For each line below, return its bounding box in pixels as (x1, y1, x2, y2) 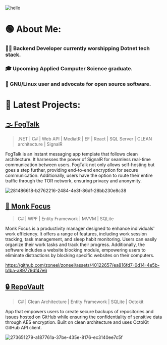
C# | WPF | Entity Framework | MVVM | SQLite (17, 215, 114, 222)
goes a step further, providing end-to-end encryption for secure (5, 167, 138, 173)
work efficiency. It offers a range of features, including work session (5, 230, 147, 237)
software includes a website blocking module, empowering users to (5, 247, 146, 253)
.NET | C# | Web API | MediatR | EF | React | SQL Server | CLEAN (17, 135, 152, 141)
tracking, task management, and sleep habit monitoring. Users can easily (5, 236, 157, 242)
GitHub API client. (5, 324, 42, 330)
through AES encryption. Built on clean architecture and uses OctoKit (5, 319, 149, 325)
